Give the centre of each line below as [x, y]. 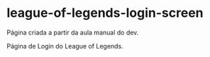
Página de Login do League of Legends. [65, 46]
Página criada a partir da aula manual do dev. [73, 32]
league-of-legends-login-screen [105, 13]
